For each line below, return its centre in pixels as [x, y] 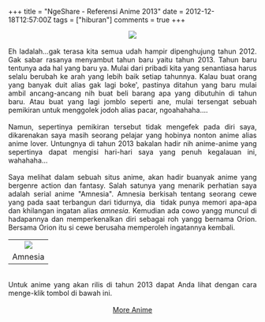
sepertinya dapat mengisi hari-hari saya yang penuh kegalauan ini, [132, 152]
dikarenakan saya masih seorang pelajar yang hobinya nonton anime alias [132, 135]
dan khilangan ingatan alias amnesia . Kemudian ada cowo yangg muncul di [132, 211]
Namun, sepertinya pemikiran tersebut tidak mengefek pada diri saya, [132, 127]
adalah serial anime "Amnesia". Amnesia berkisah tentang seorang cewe [132, 194]
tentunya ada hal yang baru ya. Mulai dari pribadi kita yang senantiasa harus [132, 68]
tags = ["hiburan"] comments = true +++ [119, 20]
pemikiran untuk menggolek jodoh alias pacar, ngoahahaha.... [108, 110]
